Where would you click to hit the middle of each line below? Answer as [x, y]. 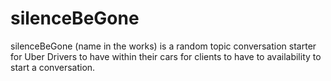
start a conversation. [53, 67]
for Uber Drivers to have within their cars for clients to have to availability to [166, 56]
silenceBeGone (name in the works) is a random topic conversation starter [163, 46]
